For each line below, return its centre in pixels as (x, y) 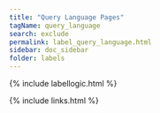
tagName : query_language (55, 26)
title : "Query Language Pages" (67, 17)
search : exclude (39, 34)
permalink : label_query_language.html (80, 42)
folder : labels (37, 58)
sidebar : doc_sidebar (49, 50)
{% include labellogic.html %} (63, 83)
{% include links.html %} (54, 101)
